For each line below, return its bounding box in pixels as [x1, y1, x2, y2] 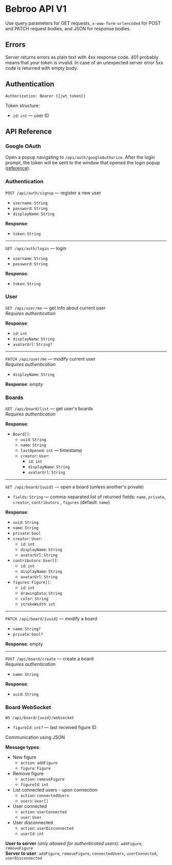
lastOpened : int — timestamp [20, 447, 82, 454]
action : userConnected [20, 809, 67, 815]
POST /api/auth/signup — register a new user [5, 189, 101, 195]
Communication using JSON [5, 734, 65, 740]
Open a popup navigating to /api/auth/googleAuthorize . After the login [5, 154, 155, 161]
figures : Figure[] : [12, 579, 52, 585]
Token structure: [5, 102, 40, 108]
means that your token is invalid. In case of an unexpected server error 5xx [5, 60, 164, 66]
